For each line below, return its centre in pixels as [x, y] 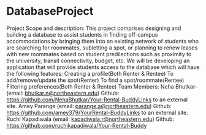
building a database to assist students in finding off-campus [82, 34]
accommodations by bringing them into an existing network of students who [103, 41]
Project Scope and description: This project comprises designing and [94, 28]
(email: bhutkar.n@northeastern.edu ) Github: [63, 93]
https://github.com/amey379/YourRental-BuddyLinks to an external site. [97, 112]
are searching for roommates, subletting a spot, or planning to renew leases [102, 48]
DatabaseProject [50, 11]
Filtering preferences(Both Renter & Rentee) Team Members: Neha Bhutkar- [102, 86]
